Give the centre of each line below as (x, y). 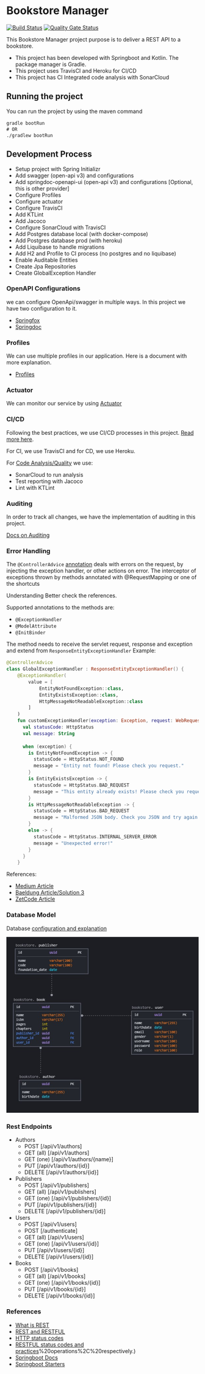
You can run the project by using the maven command (74, 111)
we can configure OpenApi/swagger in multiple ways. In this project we (96, 302)
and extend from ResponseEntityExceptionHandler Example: (81, 651)
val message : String (49, 733)
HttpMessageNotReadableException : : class (91, 701)
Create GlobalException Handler (56, 273)
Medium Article (34, 886)
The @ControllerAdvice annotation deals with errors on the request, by (95, 564)
